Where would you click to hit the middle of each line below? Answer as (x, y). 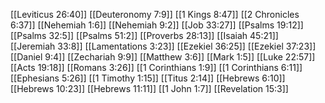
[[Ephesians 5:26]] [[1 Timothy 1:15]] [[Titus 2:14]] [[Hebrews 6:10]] (148, 78)
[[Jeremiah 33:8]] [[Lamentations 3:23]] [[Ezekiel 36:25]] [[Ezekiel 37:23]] (163, 46)
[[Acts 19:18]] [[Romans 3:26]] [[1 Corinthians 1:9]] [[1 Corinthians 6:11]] (156, 67)
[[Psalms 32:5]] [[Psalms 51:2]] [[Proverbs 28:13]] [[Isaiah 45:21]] (144, 35)
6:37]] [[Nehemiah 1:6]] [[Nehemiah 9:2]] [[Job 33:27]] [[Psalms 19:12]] (157, 25)
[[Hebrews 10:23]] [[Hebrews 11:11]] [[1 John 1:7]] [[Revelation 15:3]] (149, 88)
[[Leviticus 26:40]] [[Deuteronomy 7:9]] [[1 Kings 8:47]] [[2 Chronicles (155, 14)
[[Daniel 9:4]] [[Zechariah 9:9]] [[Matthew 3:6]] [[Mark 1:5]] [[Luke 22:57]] (163, 57)
